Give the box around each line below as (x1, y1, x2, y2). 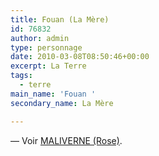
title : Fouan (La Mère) (10, 14, 110, 25)
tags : (10, 71, 33, 81)
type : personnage (10, 42, 83, 53)
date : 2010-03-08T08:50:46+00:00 (10, 52, 150, 62)
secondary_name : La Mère (10, 98, 114, 108)
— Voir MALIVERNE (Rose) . (10, 134, 123, 146)
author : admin (10, 33, 70, 43)
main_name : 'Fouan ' (10, 89, 97, 99)
